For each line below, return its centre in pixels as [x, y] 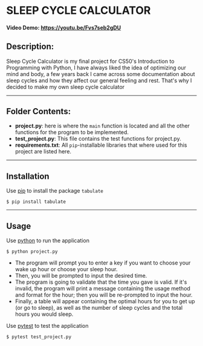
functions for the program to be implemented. [72, 132]
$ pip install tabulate [36, 202]
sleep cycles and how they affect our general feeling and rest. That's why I [99, 80]
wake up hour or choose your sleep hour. [66, 269]
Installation [28, 176]
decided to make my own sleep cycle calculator [66, 87]
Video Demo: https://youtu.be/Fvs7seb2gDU [64, 27]
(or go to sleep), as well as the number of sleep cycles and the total [99, 308]
